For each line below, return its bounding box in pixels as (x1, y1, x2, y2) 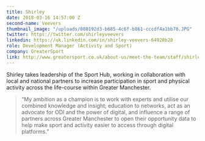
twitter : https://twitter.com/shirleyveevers (6, 32, 124, 38)
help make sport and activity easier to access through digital (21, 121, 174, 128)
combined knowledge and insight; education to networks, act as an (21, 101, 190, 109)
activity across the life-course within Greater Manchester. (6, 83, 151, 91)
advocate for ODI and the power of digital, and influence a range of (21, 108, 190, 115)
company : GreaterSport (6, 49, 64, 55)
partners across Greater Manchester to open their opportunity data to (21, 115, 196, 122)
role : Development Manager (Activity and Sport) (6, 43, 132, 49)
